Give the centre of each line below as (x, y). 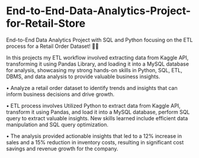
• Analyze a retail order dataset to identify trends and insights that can (92, 88)
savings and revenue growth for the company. (62, 149)
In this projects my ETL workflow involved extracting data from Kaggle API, (97, 57)
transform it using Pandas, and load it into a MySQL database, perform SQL (98, 112)
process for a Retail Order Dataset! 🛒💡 (52, 46)
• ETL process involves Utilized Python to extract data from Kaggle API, (93, 105)
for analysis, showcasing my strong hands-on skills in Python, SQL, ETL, (94, 70)
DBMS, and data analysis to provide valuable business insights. (83, 76)
